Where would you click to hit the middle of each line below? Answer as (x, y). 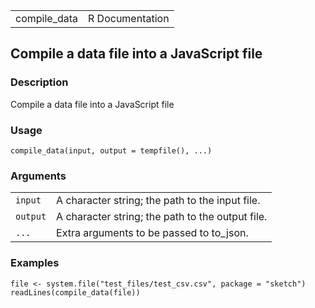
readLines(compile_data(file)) (75, 292)
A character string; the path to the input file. (158, 201)
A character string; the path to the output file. (162, 217)
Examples (35, 263)
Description (39, 82)
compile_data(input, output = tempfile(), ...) (111, 150)
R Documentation (129, 18)
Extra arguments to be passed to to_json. (152, 233)
